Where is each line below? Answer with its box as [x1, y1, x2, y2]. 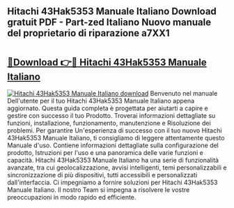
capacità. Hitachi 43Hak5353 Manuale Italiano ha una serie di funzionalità [7, 156, 219, 164]
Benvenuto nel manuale [150, 89, 218, 97]
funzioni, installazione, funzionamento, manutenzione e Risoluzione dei [7, 119, 211, 127]
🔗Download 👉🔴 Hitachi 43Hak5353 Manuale [7, 56, 207, 68]
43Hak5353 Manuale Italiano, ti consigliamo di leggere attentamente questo [7, 134, 225, 142]
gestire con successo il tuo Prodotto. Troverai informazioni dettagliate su [7, 112, 216, 119]
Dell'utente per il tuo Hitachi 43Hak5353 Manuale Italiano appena [7, 97, 195, 105]
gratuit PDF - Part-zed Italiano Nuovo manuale [7, 17, 211, 29]
